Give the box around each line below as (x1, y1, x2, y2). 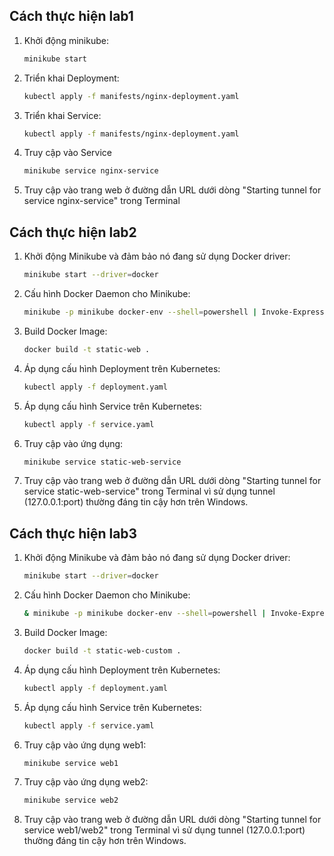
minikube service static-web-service (23, 457, 182, 467)
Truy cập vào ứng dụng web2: (23, 776, 149, 788)
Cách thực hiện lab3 (9, 525, 138, 542)
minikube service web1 (23, 758, 119, 768)
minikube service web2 (23, 795, 119, 806)
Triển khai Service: (23, 109, 102, 121)
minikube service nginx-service (23, 166, 159, 176)
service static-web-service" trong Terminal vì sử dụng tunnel (23, 485, 276, 498)
